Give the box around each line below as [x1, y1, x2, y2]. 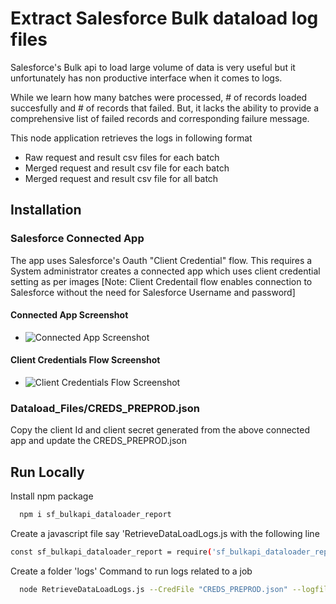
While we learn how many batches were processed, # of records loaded [10, 91, 308, 103]
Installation [10, 202, 82, 219]
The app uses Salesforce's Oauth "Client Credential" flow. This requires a [10, 254, 313, 266]
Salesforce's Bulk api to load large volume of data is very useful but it [10, 61, 296, 73]
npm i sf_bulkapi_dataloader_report [19, 510, 172, 520]
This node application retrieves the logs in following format [10, 132, 253, 144]
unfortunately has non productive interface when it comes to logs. [10, 72, 283, 84]
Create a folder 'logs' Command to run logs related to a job [10, 565, 253, 577]
